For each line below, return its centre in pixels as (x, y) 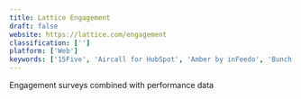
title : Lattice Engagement (60, 18)
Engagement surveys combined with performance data (112, 85)
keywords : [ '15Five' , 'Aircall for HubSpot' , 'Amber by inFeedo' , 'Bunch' (153, 59)
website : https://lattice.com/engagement (88, 34)
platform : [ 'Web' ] (44, 51)
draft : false (34, 26)
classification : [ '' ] (50, 43)
